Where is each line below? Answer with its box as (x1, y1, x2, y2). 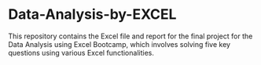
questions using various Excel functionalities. (8, 48, 155, 57)
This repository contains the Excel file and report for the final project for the (8, 31, 253, 41)
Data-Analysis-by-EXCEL (8, 5, 177, 23)
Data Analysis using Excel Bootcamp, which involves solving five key (8, 39, 230, 49)
